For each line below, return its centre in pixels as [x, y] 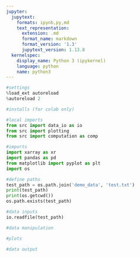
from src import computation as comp [52, 136]
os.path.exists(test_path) [39, 201]
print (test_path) [27, 190]
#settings [18, 88]
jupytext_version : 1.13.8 [53, 50]
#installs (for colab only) [40, 109]
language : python [38, 66]
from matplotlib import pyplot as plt [53, 163]
